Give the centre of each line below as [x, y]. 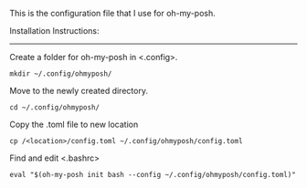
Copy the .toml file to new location [74, 124]
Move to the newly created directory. [79, 91]
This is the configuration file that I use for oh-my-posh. [113, 13]
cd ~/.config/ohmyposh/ [55, 108]
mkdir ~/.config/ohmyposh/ [61, 74]
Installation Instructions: [54, 31]
